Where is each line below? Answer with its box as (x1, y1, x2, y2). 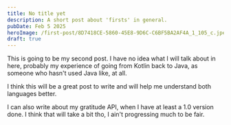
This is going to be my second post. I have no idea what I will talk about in (7, 54, 217, 62)
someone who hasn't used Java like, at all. (7, 69, 127, 78)
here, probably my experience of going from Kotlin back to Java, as (7, 62, 198, 70)
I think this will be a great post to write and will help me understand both (7, 82, 212, 91)
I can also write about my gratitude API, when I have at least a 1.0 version (7, 103, 214, 111)
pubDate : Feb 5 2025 (7, 23, 67, 30)
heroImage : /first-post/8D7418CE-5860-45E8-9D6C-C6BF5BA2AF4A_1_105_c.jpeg (7, 29, 229, 36)
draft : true (7, 36, 41, 43)
